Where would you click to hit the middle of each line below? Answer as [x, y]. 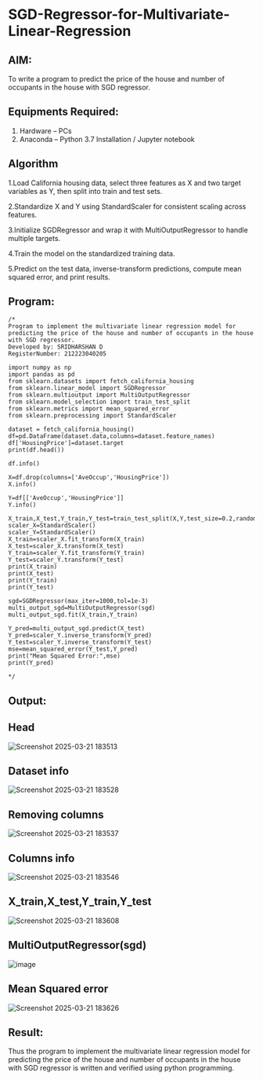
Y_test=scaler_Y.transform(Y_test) [66, 560]
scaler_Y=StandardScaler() [52, 533]
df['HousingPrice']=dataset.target [66, 443]
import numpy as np [40, 368]
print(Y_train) [33, 581]
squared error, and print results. [59, 277]
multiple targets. [34, 238]
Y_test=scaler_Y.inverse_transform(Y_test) [80, 642]
